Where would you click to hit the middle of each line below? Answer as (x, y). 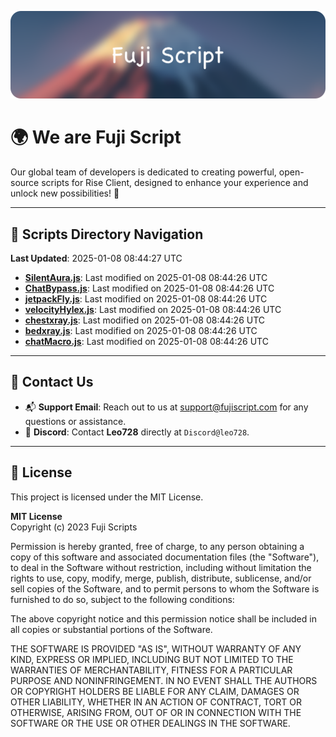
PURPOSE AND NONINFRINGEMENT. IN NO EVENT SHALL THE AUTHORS (164, 680)
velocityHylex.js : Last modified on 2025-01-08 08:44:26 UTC (153, 310)
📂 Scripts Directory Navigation (107, 234)
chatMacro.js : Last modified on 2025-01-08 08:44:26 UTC (146, 342)
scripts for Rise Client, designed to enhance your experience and (175, 183)
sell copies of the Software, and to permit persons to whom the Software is (165, 588)
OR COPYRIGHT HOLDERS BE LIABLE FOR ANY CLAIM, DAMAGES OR (155, 691)
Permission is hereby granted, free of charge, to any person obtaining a (157, 546)
